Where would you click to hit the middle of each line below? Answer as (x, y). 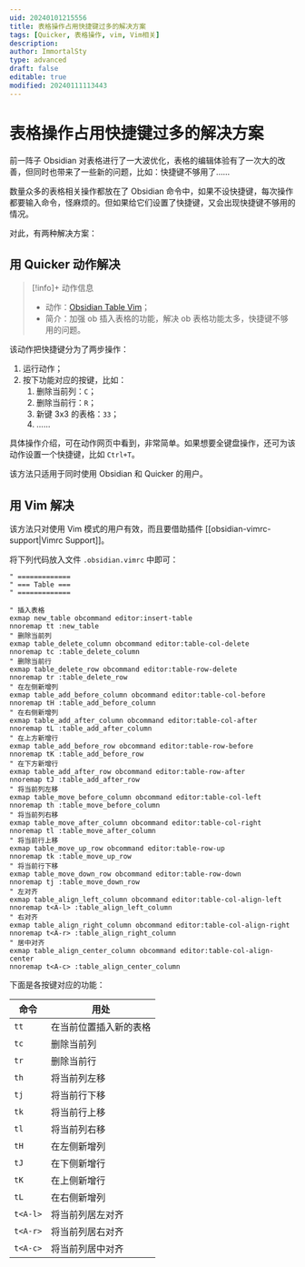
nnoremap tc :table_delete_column (75, 652)
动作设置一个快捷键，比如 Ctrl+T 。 (74, 455)
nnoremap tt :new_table (54, 627)
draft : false (34, 69)
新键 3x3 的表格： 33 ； (78, 414)
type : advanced (38, 60)
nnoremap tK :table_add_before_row (77, 754)
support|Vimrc (36, 540)
